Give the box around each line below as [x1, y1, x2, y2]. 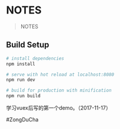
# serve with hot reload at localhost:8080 [6, 72, 115, 77]
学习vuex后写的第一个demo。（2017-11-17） [6, 104, 111, 111]
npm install [6, 61, 35, 67]
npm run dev [6, 77, 35, 83]
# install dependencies [6, 55, 65, 62]
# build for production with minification [6, 87, 112, 94]
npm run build [6, 93, 41, 99]
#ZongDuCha [6, 116, 39, 123]
